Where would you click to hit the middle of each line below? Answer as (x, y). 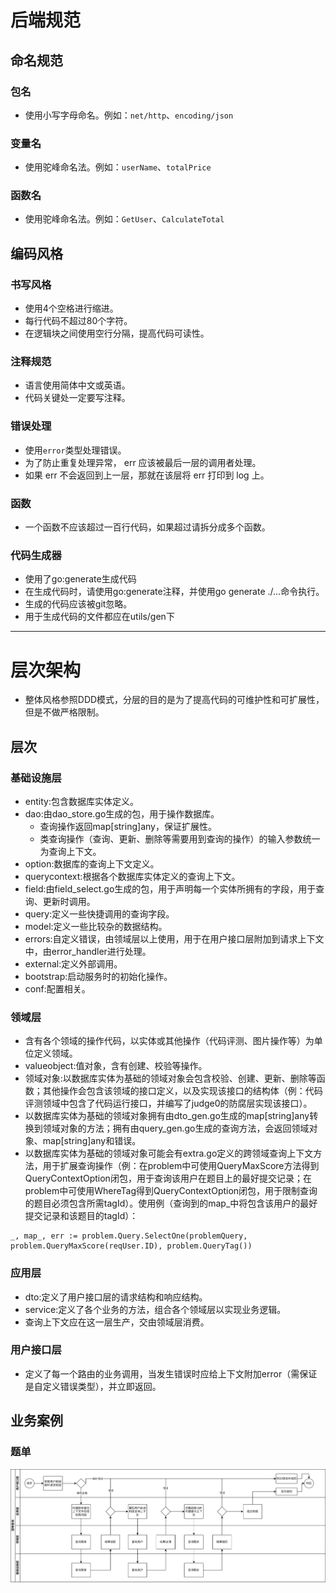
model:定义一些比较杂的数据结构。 (96, 926)
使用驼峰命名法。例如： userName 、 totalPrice (118, 167)
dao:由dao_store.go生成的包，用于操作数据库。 (122, 813)
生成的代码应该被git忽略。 (78, 604)
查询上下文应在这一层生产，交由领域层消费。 (117, 1322)
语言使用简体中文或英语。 (77, 385)
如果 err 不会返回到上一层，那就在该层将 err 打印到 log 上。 (147, 475)
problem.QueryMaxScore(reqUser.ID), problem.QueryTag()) (131, 1246)
